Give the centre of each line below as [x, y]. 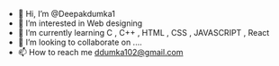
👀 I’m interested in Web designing [80, 23]
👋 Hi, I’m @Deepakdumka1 [66, 14]
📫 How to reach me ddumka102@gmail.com [100, 52]
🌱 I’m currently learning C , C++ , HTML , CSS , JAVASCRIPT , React [144, 33]
